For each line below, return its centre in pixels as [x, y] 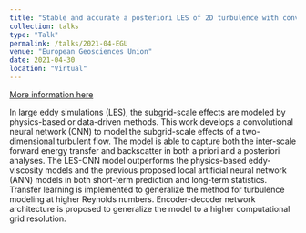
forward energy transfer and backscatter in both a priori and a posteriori [145, 150]
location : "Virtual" [49, 69]
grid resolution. [38, 218]
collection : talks [44, 26]
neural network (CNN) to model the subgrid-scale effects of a [125, 131]
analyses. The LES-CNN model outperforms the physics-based [128, 160]
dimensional [32, 141]
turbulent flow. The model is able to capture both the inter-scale [177, 141]
